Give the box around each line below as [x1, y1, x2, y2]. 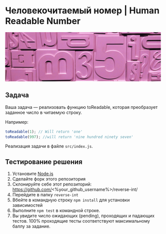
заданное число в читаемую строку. [5, 109, 83, 115]
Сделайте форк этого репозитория [12, 176, 85, 182]
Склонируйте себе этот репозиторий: [12, 181, 92, 187]
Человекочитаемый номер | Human [5, 5, 160, 16]
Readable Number [5, 15, 81, 27]
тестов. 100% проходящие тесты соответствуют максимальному [12, 218, 150, 224]
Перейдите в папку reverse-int [12, 192, 79, 198]
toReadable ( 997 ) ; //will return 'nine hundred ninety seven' [5, 134, 134, 140]
